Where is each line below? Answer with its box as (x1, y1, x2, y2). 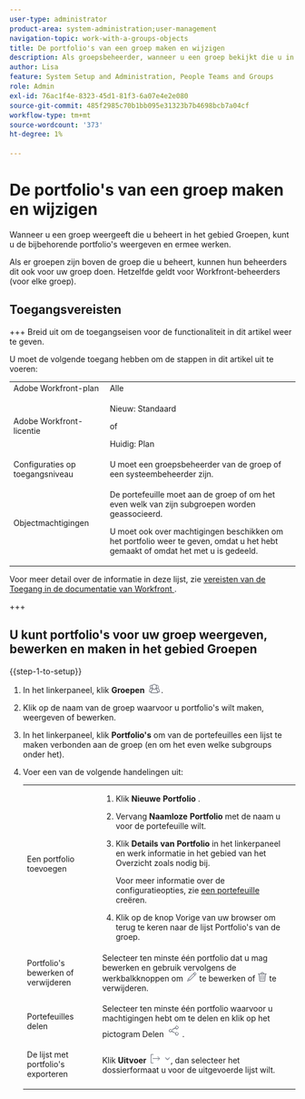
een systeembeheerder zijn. (109, 469, 214, 479)
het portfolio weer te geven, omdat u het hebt (109, 536, 279, 547)
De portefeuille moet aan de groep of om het (109, 489, 275, 500)
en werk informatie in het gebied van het (115, 848, 267, 859)
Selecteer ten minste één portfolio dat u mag (102, 952, 268, 963)
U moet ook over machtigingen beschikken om (109, 526, 284, 537)
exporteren (26, 1069, 68, 1080)
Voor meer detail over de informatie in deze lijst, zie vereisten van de (9, 573, 266, 584)
